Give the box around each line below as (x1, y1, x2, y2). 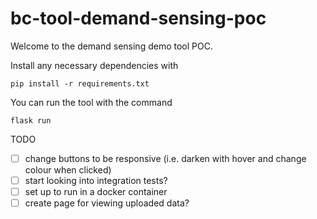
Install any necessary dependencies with (10, 59, 179, 71)
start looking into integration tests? (24, 175, 168, 186)
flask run (10, 115, 52, 126)
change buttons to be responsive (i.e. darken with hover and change (24, 152, 307, 164)
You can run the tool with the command (10, 96, 173, 108)
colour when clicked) (24, 164, 112, 176)
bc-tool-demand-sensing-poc (10, 7, 267, 30)
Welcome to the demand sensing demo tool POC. (10, 40, 213, 52)
